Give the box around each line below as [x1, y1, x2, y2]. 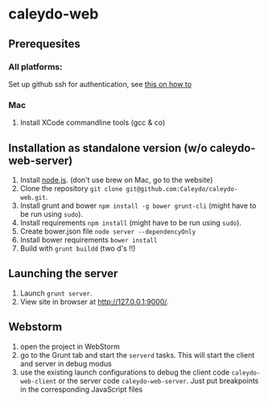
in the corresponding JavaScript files [19, 384, 143, 394]
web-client [19, 377, 57, 385]
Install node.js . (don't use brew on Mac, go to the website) [19, 175, 213, 184]
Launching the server [8, 267, 118, 280]
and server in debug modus [19, 358, 113, 368]
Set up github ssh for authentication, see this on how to [8, 79, 192, 89]
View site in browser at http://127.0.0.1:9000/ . [19, 296, 169, 306]
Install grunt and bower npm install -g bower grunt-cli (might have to [19, 201, 257, 210]
